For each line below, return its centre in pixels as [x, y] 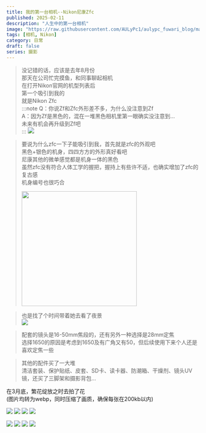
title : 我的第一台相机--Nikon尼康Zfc [50, 12]
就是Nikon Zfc [39, 100]
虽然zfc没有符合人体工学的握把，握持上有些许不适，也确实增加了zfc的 [110, 167]
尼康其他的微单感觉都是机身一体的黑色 [70, 159]
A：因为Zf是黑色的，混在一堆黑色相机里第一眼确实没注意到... [98, 116]
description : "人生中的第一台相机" [48, 23]
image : [15, 29]
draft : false [23, 47]
